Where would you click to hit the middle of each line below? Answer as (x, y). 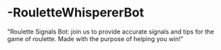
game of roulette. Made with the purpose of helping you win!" (96, 38)
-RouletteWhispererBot (76, 13)
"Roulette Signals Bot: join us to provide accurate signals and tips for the (110, 32)
